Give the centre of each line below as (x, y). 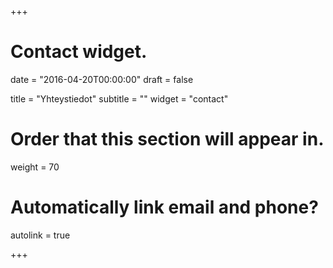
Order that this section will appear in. (167, 139)
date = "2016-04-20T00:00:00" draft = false (102, 79)
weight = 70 (35, 167)
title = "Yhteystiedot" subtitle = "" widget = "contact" (119, 98)
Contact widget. (79, 52)
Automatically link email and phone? (164, 207)
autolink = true (40, 235)
